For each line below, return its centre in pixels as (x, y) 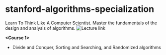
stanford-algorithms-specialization (80, 9)
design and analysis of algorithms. (40, 28)
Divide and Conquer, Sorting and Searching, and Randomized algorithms (87, 47)
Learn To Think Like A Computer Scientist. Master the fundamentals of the (81, 23)
